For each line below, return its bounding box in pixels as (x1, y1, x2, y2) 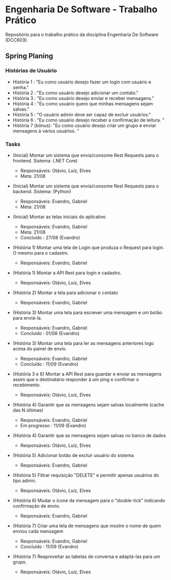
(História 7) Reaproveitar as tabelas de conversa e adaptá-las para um (12, 553, 161, 560)
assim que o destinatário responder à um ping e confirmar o (12, 376, 139, 382)
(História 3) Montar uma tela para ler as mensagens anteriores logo (12, 340, 154, 346)
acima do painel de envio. (12, 345, 67, 351)
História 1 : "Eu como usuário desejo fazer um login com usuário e (12, 78, 152, 85)
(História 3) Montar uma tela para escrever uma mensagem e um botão (12, 309, 162, 316)
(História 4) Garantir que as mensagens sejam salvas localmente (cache (12, 401, 164, 408)
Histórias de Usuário (5, 67, 57, 74)
